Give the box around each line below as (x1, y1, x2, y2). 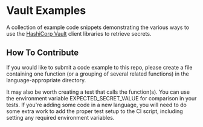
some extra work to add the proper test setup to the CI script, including (6, 107, 183, 115)
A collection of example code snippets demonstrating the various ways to (6, 24, 189, 31)
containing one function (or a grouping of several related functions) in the (6, 70, 189, 77)
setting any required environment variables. (6, 114, 115, 121)
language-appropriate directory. (6, 76, 86, 83)
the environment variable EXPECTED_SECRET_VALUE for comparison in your (6, 94, 197, 102)
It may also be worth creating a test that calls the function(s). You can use (6, 88, 190, 96)
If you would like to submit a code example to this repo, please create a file (6, 63, 193, 71)
